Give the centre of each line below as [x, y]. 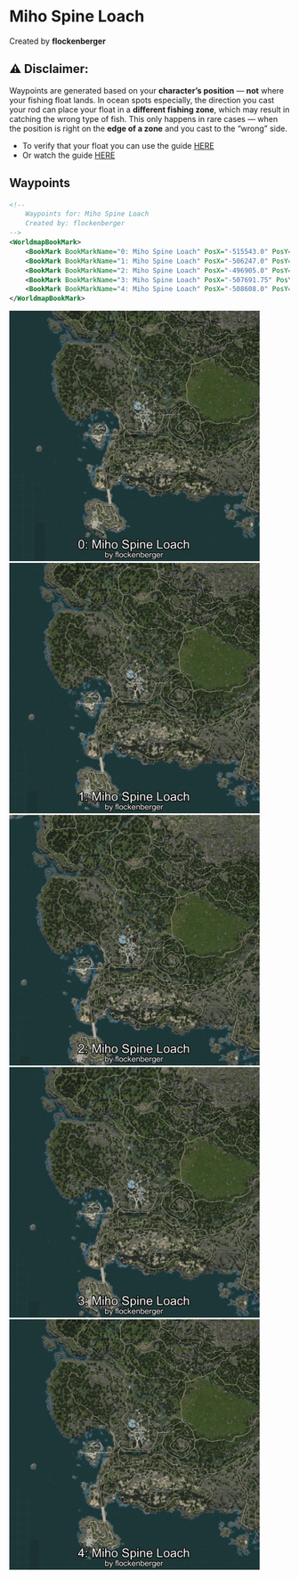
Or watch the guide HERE [69, 155]
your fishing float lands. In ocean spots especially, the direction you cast [142, 100]
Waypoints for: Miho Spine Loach [87, 214]
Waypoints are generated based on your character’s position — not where [147, 90]
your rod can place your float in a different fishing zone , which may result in [149, 110]
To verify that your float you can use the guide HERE [118, 145]
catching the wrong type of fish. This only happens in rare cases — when [144, 118]
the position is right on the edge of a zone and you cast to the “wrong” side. [148, 128]
